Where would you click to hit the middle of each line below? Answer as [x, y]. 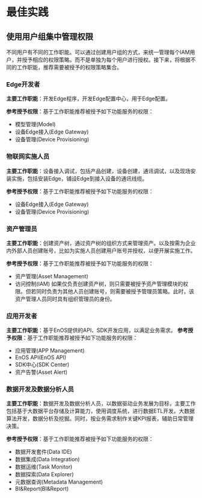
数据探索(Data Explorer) [44, 474]
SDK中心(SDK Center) [42, 365]
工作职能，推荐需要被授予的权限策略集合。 [69, 67]
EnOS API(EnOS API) [41, 357]
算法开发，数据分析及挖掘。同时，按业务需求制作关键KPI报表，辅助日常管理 [100, 419]
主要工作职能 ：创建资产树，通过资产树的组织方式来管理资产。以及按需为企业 [101, 243]
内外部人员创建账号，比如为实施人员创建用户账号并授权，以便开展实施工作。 [101, 251]
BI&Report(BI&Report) [42, 489]
